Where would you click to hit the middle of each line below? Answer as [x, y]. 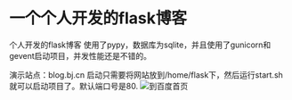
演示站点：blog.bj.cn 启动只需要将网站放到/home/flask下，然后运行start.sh [146, 75]
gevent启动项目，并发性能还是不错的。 [81, 55]
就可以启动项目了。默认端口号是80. [74, 86]
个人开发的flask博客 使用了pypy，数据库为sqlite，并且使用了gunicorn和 [140, 45]
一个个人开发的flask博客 [98, 18]
